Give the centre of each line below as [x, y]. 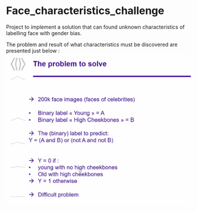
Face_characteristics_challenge [85, 11]
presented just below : [33, 50]
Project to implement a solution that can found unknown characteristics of [95, 27]
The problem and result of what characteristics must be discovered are [92, 44]
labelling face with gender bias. [44, 33]
